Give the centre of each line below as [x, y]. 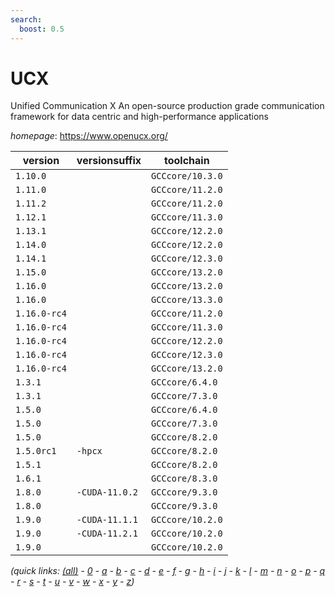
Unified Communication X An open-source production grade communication [167, 106]
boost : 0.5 [42, 29]
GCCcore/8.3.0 [184, 479]
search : [26, 19]
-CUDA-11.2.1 [107, 534]
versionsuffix [109, 161]
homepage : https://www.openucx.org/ [89, 136]
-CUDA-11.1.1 [107, 520]
